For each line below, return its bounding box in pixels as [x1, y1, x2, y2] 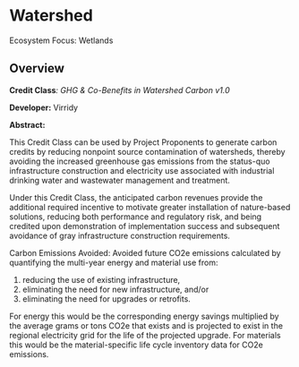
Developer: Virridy [9, 102, 79, 113]
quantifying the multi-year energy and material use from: [9, 257, 218, 268]
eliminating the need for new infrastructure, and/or [21, 284, 209, 294]
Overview [9, 61, 65, 76]
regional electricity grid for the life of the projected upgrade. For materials [9, 329, 281, 340]
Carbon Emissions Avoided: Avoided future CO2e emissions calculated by [9, 247, 281, 258]
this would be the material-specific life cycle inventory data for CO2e [9, 339, 264, 350]
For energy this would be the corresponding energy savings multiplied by [9, 311, 279, 321]
